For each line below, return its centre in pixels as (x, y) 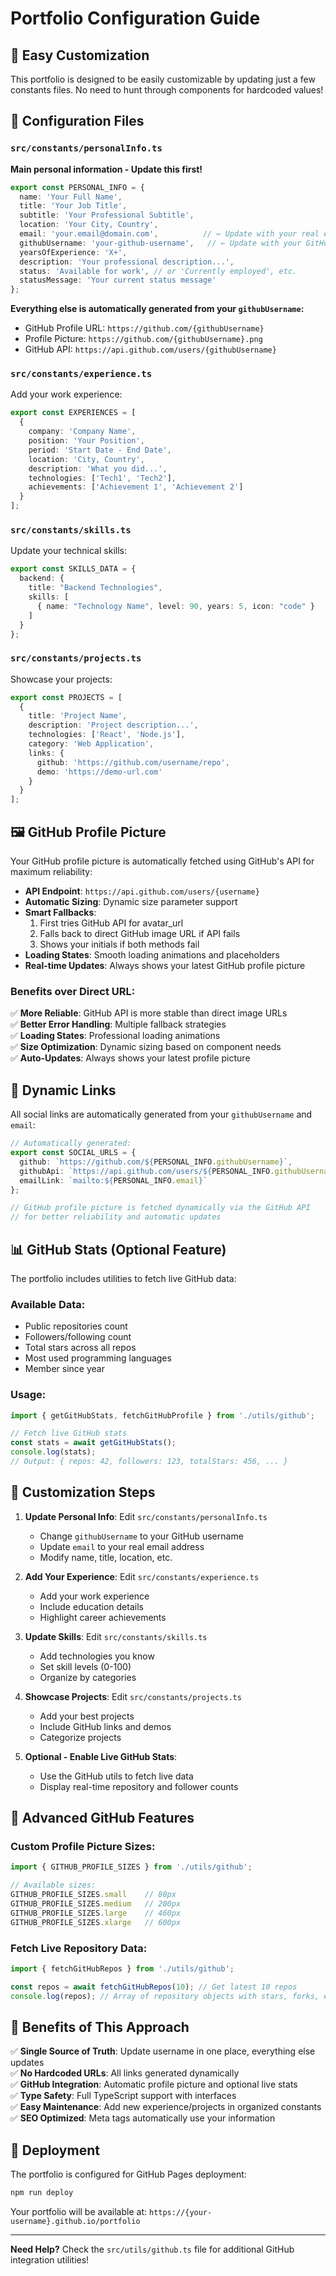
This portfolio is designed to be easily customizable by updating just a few (163, 79)
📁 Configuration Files (77, 121)
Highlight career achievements (103, 1617)
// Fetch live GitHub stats (69, 1433)
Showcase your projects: (61, 679)
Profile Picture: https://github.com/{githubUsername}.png (143, 339)
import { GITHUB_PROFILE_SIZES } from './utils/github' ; (131, 1867)
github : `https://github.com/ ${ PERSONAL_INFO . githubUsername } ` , (156, 1162)
